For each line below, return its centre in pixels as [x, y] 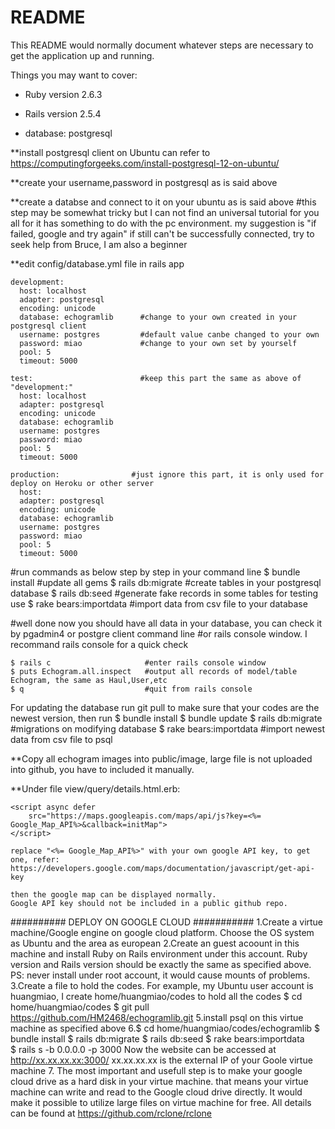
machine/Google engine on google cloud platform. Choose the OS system [162, 932]
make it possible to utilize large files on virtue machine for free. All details [161, 1102]
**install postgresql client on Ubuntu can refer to [110, 152]
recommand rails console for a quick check [99, 644]
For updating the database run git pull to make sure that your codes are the [165, 707]
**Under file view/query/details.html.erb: [95, 788]
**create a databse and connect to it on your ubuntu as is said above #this [163, 202]
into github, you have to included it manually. [102, 769]
